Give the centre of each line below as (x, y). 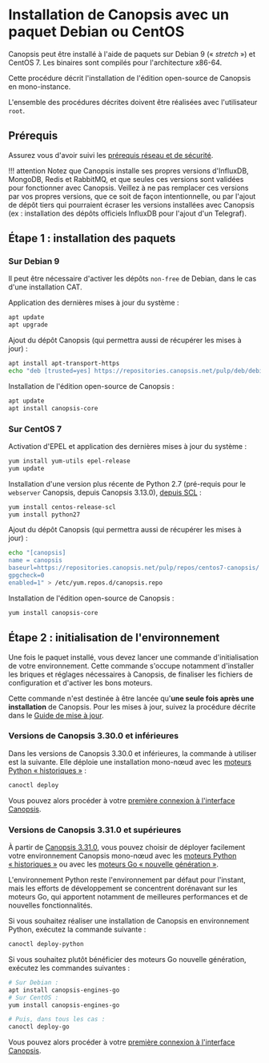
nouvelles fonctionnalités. (50, 905)
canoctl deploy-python (46, 944)
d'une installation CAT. (45, 287)
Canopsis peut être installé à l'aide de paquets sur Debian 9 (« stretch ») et (132, 54)
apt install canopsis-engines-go (64, 990)
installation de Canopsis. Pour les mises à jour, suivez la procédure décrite (132, 706)
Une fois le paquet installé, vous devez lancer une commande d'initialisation (133, 657)
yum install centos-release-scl (62, 507)
